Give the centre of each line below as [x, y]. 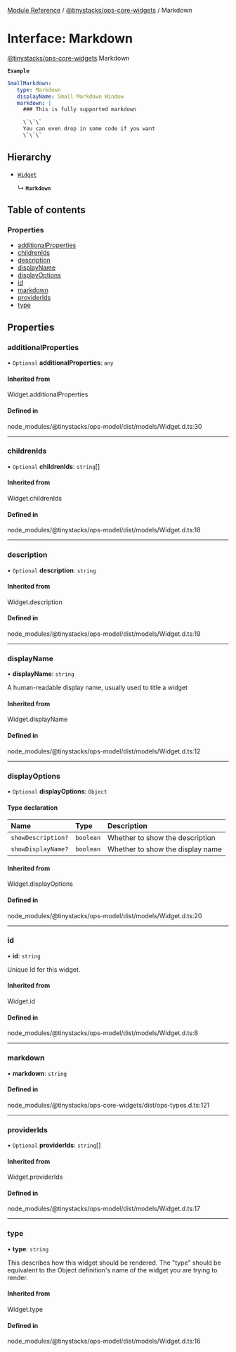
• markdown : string [37, 1073]
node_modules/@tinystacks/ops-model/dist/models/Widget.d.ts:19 [104, 634]
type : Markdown [39, 90]
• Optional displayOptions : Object [57, 791]
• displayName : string [41, 674]
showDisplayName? [40, 849]
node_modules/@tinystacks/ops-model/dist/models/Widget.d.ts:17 [104, 1209]
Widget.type [25, 1309]
